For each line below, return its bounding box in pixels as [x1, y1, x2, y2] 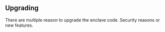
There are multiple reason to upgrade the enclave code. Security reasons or [5, 17, 160, 23]
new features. [5, 22, 33, 28]
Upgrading [5, 4, 39, 12]
